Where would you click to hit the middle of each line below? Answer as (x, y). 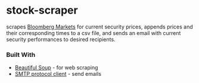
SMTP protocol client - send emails (58, 74)
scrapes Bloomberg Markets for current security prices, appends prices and (100, 27)
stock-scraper (42, 10)
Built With (21, 55)
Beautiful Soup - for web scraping (56, 68)
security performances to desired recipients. (61, 39)
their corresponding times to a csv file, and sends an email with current (94, 33)
